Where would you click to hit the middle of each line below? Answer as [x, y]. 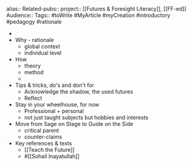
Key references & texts [43, 143]
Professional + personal [54, 111]
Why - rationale [35, 40]
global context [42, 46]
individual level [43, 53]
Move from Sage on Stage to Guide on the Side [74, 124]
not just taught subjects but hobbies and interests [86, 117]
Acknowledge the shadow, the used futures [79, 92]
